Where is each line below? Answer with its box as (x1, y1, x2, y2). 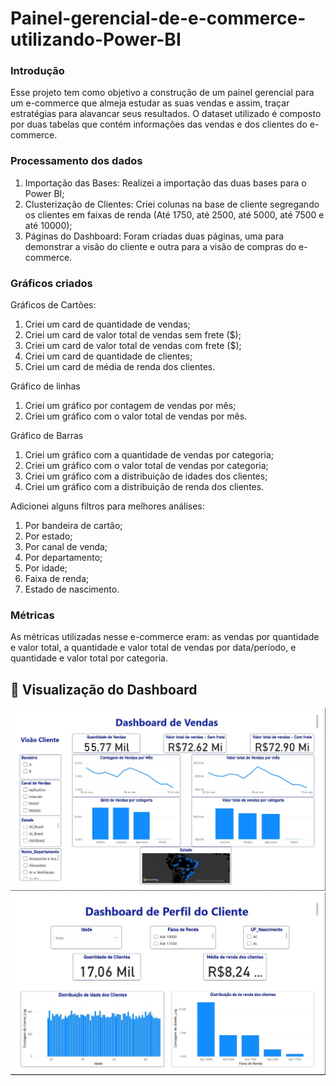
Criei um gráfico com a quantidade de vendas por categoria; (24, 449, 274, 461)
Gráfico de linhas (10, 380, 81, 392)
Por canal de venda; (24, 541, 108, 553)
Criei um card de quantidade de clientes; (24, 350, 193, 362)
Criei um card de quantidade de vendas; (24, 318, 191, 331)
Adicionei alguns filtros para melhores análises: (10, 500, 205, 512)
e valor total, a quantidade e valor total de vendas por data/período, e (10, 642, 297, 654)
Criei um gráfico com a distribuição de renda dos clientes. (24, 481, 265, 493)
